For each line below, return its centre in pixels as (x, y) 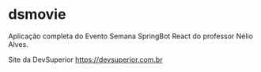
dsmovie (37, 14)
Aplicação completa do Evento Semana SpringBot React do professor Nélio (130, 36)
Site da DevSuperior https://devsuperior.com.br (85, 59)
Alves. (19, 44)
